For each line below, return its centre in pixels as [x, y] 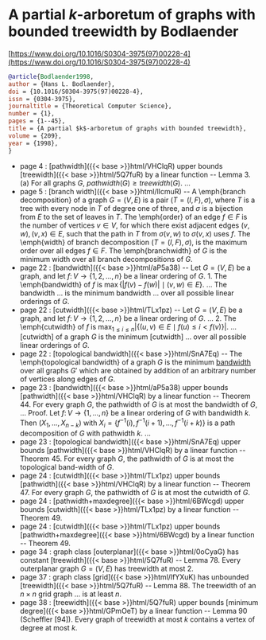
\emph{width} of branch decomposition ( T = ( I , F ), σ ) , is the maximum [133, 242]
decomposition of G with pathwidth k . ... [85, 433]
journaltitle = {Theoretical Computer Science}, [90, 106]
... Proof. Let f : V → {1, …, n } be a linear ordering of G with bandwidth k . [135, 413]
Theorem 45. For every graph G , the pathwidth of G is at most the [127, 459]
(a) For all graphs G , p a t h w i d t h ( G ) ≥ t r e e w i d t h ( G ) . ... [105, 183]
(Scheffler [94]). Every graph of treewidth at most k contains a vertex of [137, 619]
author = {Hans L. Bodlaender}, [62, 84]
